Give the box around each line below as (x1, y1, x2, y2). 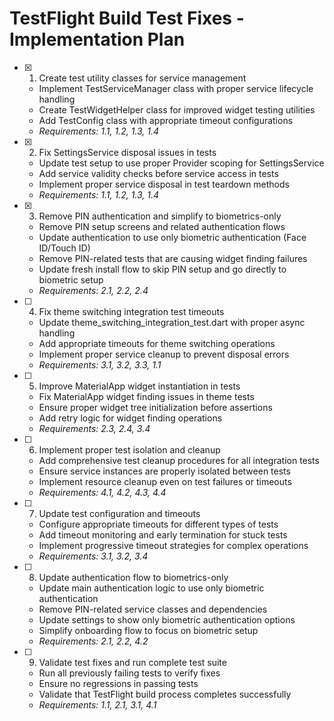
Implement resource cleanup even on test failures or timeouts (38, 475, 292, 487)
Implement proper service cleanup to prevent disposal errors (38, 348, 290, 360)
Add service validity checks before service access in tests (38, 167, 279, 179)
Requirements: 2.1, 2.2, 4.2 (38, 635, 149, 647)
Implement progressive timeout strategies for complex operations (38, 539, 309, 551)
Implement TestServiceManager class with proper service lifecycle (38, 82, 314, 94)
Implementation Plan (9, 28, 186, 51)
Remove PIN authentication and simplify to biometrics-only (38, 210, 282, 222)
